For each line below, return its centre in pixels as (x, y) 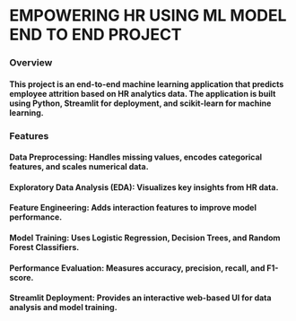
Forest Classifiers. (44, 247)
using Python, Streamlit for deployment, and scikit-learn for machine (140, 103)
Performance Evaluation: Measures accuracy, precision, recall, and (137, 268)
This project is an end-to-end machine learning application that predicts (147, 84)
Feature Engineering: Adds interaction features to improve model (133, 208)
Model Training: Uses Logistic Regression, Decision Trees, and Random (145, 238)
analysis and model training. (64, 308)
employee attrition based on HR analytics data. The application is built (143, 93)
